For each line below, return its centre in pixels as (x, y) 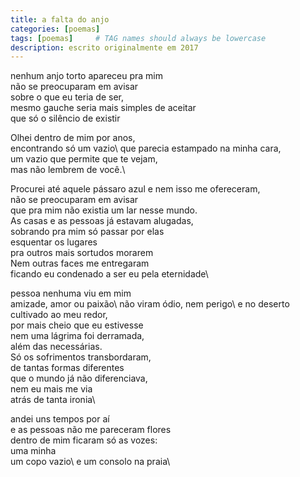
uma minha (33, 451)
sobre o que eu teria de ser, (67, 97)
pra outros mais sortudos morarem (82, 253)
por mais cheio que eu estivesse (77, 325)
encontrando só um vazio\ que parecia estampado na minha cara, (146, 148)
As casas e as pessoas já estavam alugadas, (102, 221)
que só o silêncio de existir (65, 118)
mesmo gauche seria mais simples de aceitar (103, 108)
